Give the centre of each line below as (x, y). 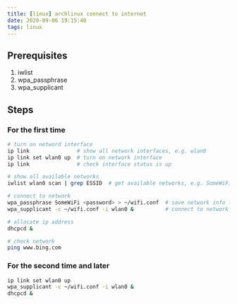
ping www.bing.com (34, 248)
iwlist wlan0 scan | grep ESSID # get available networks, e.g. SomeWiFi (120, 183)
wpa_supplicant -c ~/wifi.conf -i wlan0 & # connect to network (118, 209)
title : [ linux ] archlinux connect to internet (77, 14)
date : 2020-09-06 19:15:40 (47, 20)
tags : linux (25, 27)
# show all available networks (53, 177)
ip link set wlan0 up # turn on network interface (85, 157)
